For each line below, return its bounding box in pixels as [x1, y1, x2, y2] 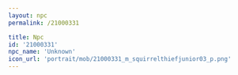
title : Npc [8, 33, 44, 41]
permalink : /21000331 [8, 19, 80, 27]
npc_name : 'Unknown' [8, 48, 77, 56]
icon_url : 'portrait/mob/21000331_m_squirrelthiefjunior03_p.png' [8, 55, 232, 63]
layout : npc [8, 11, 47, 20]
